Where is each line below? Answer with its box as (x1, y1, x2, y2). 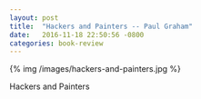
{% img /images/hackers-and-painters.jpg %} (9, 64, 182, 74)
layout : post (9, 13, 59, 23)
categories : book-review (9, 38, 104, 48)
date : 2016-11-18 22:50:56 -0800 (9, 30, 145, 39)
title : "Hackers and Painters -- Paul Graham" (9, 22, 194, 31)
